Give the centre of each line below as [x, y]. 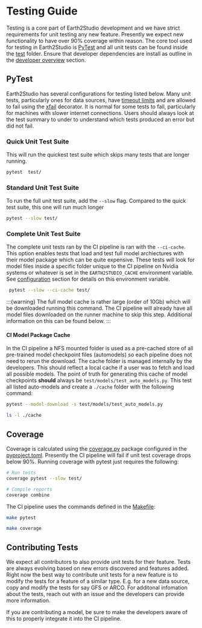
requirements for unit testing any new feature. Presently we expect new [95, 34]
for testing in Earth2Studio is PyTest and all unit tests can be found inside [97, 47]
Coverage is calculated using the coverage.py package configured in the [96, 449]
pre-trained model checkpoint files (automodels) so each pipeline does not [99, 355]
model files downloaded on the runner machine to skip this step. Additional [99, 315]
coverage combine [28, 495]
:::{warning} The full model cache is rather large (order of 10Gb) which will [99, 302]
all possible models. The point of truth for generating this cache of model [97, 374]
